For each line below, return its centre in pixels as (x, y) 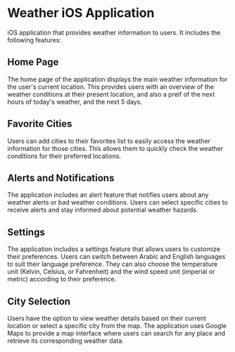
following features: (34, 40)
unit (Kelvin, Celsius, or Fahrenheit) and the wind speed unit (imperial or (111, 272)
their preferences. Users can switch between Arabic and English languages (116, 257)
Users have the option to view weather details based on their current (107, 318)
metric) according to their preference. (62, 279)
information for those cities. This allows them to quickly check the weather (115, 148)
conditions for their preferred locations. (64, 156)
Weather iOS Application (81, 13)
